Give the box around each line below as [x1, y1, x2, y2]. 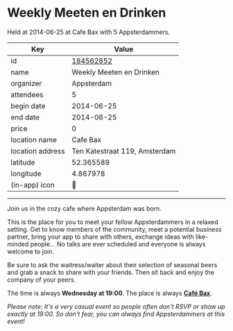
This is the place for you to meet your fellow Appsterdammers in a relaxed [7, 217, 218, 226]
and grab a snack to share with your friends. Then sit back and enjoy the [7, 268, 215, 276]
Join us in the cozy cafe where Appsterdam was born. [7, 204, 162, 212]
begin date [10, 101, 46, 110]
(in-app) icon [10, 180, 55, 189]
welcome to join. [7, 247, 54, 255]
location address [10, 146, 65, 155]
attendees [10, 90, 44, 99]
